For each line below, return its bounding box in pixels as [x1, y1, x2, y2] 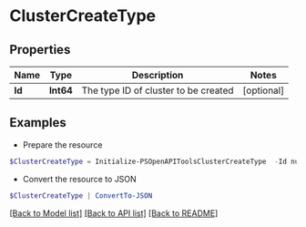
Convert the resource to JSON [22, 173, 137, 184]
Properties [9, 42, 71, 57]
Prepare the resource [22, 139, 103, 150]
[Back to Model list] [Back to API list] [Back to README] [9, 207, 219, 219]
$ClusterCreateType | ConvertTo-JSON [9, 191, 153, 201]
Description [131, 69, 184, 81]
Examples [9, 115, 66, 130]
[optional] [242, 84, 285, 97]
